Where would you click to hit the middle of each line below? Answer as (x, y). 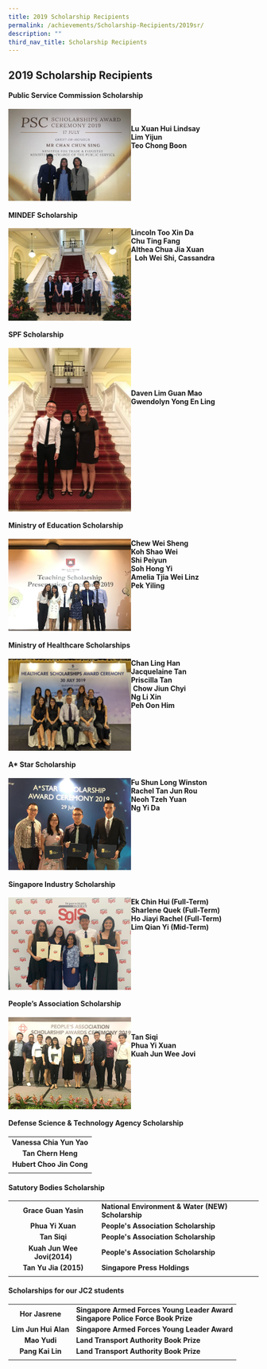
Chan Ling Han (156, 663)
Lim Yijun (147, 137)
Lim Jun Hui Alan (41, 1329)
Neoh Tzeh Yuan (159, 799)
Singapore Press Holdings (145, 1267)
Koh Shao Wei (154, 551)
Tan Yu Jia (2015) (53, 1267)
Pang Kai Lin (41, 1351)
